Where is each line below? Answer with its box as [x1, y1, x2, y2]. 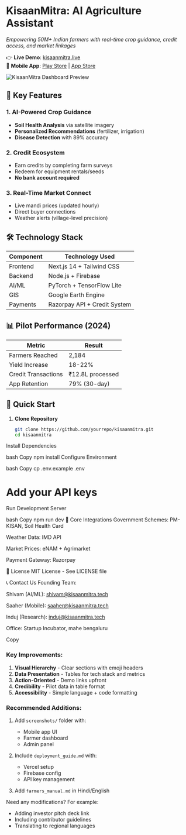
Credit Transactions [9, 370, 63, 378]
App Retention [9, 379, 49, 387]
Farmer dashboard [23, 734, 68, 741]
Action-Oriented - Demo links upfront [14, 676, 107, 683]
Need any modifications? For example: [6, 798, 99, 805]
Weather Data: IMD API [6, 534, 61, 541]
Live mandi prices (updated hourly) [14, 202, 99, 209]
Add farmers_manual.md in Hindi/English [14, 787, 110, 794]
